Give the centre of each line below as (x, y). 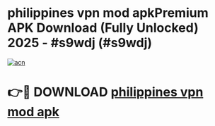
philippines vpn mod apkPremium (108, 13)
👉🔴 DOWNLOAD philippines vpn (105, 92)
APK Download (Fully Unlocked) (103, 28)
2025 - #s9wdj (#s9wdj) (80, 43)
